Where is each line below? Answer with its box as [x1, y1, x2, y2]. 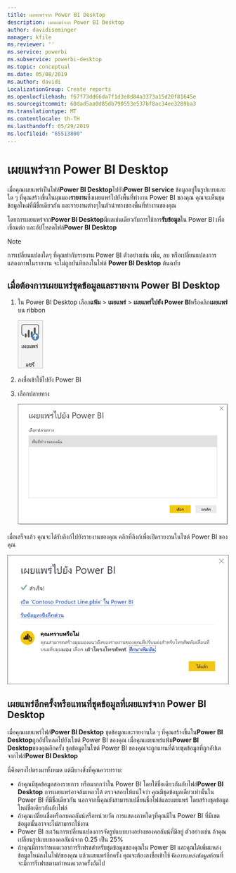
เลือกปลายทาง [17, 389, 50, 398]
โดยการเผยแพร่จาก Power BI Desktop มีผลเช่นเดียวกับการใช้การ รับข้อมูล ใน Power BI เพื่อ [7, 215, 225, 223]
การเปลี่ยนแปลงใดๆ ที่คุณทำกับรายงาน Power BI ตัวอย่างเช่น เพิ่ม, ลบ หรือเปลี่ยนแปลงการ [7, 251, 217, 259]
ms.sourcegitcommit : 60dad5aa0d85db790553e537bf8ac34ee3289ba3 [7, 101, 197, 108]
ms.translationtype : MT [7, 108, 77, 115]
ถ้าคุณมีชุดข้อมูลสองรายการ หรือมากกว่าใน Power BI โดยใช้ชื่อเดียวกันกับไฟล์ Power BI [17, 779, 224, 788]
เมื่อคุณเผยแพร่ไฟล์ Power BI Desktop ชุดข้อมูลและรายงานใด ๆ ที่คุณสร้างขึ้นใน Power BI [7, 727, 223, 736]
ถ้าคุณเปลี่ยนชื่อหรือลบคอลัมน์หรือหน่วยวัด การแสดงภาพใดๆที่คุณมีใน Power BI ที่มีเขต [17, 811, 220, 819]
